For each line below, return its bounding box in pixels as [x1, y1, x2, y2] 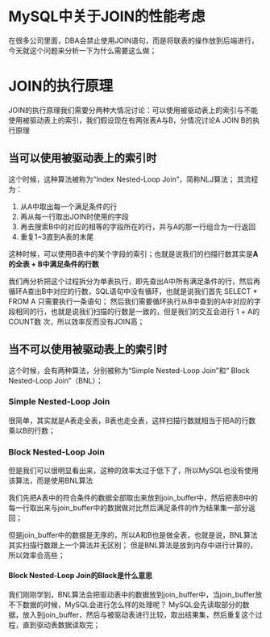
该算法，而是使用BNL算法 [8, 476, 93, 485]
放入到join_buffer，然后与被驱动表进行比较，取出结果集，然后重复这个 [22, 610, 255, 620]
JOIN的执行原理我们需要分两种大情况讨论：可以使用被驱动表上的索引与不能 [8, 105, 259, 115]
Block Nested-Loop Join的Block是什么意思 [8, 570, 153, 580]
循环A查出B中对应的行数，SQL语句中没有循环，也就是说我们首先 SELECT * [8, 286, 258, 295]
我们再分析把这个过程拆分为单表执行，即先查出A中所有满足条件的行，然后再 [8, 276, 260, 286]
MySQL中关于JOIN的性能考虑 [8, 7, 206, 26]
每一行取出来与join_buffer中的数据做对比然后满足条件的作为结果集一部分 [8, 503, 248, 513]
